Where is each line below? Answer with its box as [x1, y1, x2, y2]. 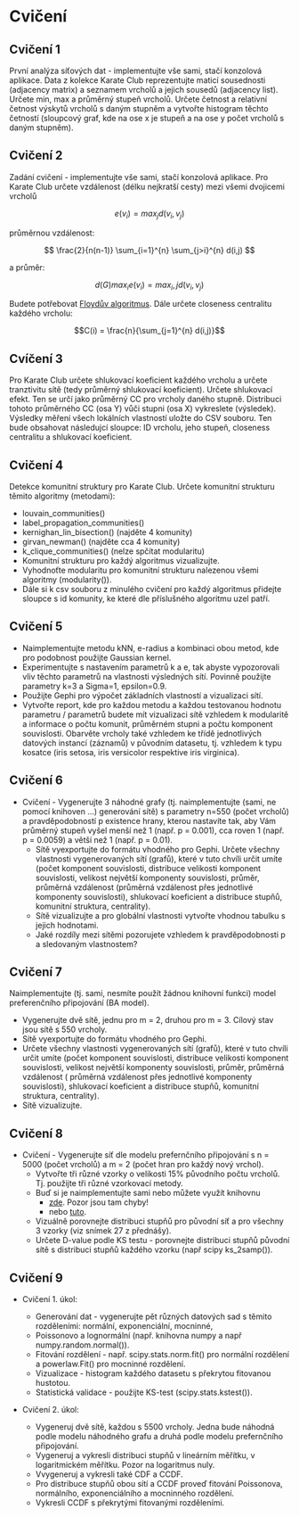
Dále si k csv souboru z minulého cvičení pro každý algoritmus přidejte [21, 584, 282, 595]
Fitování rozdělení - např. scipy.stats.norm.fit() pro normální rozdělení [35, 1349, 289, 1360]
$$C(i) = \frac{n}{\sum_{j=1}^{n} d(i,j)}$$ [74, 326, 225, 336]
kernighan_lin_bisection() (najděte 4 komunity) [21, 527, 193, 538]
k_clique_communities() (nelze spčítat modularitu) [21, 546, 206, 557]
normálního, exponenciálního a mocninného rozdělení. [35, 1488, 234, 1499]
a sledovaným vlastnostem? [35, 938, 138, 949]
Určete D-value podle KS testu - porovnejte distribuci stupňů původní [35, 1235, 290, 1246]
